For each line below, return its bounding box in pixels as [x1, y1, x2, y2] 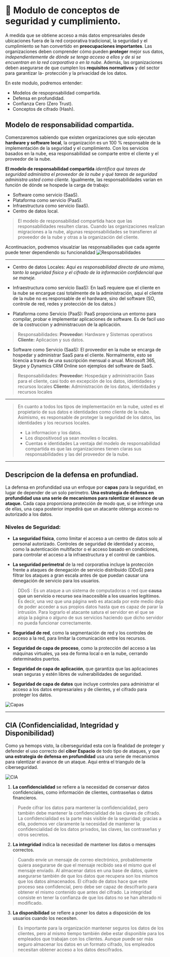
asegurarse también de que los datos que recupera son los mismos [17, 873, 158, 879]
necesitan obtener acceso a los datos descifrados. [17, 946, 123, 952]
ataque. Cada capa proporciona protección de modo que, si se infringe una [5, 500, 163, 506]
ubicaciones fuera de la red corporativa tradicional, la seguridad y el [5, 38, 148, 44]
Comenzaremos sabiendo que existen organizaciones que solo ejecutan [5, 134, 156, 140]
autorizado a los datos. [5, 511, 53, 517]
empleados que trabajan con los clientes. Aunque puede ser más [17, 936, 153, 942]
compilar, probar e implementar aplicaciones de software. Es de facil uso [12, 316, 165, 322]
